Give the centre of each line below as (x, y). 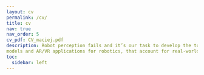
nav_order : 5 (23, 34)
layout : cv (20, 12)
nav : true (19, 29)
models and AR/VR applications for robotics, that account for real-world (103, 51)
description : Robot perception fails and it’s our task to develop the (99, 46)
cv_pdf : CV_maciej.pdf (35, 40)
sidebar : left (29, 62)
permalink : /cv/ (27, 18)
